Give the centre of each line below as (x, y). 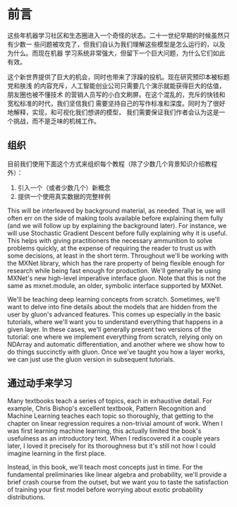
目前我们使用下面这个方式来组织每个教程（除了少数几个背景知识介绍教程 (112, 164)
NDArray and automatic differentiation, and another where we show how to (116, 344)
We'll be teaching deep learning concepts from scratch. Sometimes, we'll (114, 299)
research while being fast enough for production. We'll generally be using (114, 270)
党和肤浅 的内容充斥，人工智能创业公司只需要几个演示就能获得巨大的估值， (116, 85)
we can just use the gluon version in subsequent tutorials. (91, 359)
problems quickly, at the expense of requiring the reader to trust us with (112, 248)
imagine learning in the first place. (57, 453)
